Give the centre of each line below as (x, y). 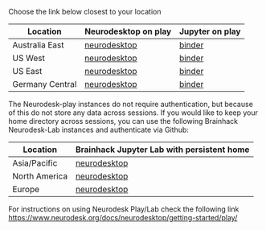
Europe (26, 189)
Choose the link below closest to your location (85, 12)
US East (27, 71)
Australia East (38, 45)
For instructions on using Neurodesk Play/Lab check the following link (124, 209)
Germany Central (45, 84)
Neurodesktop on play (128, 31)
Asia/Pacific (35, 163)
